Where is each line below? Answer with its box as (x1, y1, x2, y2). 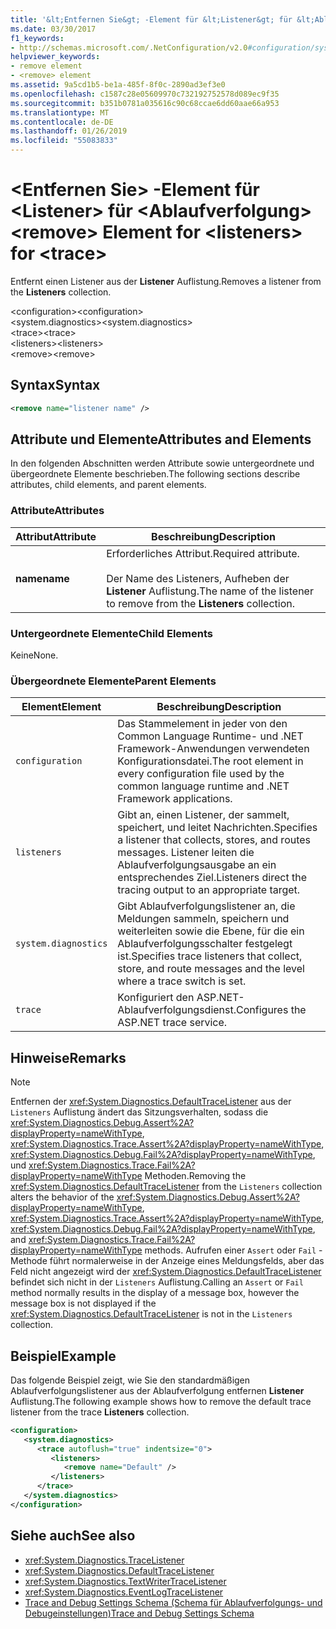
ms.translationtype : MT (10, 107, 110, 118)
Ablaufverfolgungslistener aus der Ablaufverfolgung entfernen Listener (10, 1384, 305, 1396)
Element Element (21, 700, 102, 714)
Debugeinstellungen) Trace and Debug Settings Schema (24, 1607, 255, 1619)
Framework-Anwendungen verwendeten (117, 742, 310, 756)
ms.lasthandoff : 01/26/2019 (10, 126, 128, 136)
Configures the (236, 1003, 307, 1017)
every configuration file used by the (117, 767, 285, 781)
